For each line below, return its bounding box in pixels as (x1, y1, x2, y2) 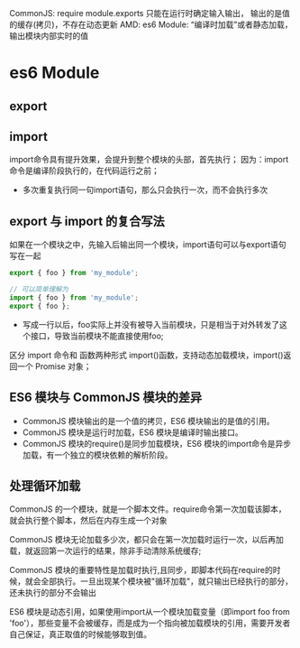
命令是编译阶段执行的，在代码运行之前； (9, 165, 159, 176)
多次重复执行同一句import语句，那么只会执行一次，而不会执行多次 (22, 184, 268, 196)
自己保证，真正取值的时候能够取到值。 (9, 629, 151, 640)
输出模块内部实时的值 (9, 31, 88, 41)
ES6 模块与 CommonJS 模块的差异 (9, 390, 203, 405)
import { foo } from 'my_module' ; (9, 292, 140, 302)
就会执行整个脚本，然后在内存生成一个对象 (9, 515, 168, 526)
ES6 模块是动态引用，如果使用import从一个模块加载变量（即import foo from (9, 606, 290, 617)
